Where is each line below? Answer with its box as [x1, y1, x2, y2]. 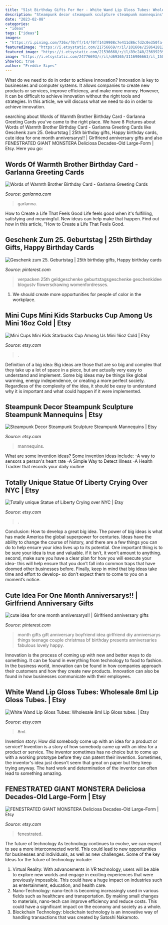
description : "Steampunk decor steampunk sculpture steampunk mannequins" [5, 12, 164, 17]
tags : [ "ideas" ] [5, 31, 39, 36]
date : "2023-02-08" [5, 17, 46, 22]
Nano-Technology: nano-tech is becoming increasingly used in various [12, 887, 159, 893]
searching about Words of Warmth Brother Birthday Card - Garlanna [5, 113, 145, 119]
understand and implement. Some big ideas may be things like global [5, 372, 147, 378]
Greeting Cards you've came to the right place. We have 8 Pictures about [5, 119, 156, 125]
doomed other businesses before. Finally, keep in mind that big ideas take [5, 566, 157, 572]
